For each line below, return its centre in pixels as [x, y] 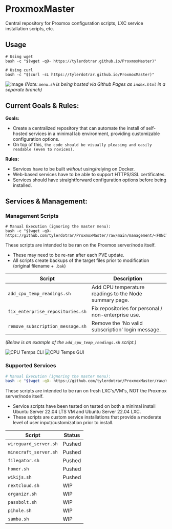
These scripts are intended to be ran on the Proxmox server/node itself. [81, 245]
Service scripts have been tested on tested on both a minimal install [84, 406]
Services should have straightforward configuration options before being [89, 180]
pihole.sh [20, 511]
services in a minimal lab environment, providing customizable [94, 134]
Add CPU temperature [118, 287]
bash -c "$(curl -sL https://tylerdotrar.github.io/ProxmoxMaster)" [80, 74]
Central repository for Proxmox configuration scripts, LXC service [74, 23]
